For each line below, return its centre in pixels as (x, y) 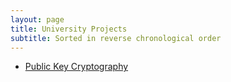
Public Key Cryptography (76, 67)
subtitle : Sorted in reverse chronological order (116, 38)
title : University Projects (69, 29)
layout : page (37, 19)
